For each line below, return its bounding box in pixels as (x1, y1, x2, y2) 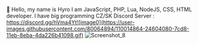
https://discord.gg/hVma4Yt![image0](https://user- (6, 19, 135, 26)
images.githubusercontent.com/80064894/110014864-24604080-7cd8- (6, 25, 189, 32)
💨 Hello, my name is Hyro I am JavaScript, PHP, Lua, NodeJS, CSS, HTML (6, 6, 192, 13)
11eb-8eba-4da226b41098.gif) (6, 32, 84, 39)
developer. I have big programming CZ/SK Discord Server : (6, 12, 155, 19)
